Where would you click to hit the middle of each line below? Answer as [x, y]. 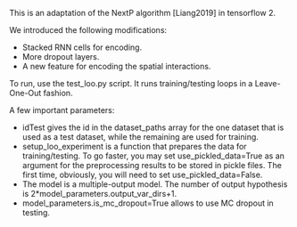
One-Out [25, 93]
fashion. [58, 93]
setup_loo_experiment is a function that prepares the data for [134, 146]
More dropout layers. [61, 57]
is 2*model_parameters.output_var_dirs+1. [99, 194]
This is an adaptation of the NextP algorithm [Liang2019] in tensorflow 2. [143, 13]
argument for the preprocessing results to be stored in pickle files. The [152, 165]
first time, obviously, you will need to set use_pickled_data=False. [142, 174]
